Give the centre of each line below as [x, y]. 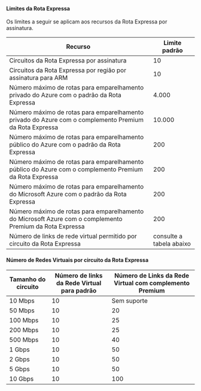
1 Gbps [19, 350]
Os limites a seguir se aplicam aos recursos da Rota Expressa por [87, 22]
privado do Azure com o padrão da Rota [65, 95]
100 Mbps [24, 320]
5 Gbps [19, 369]
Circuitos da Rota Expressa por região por [68, 70]
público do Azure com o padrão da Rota [65, 145]
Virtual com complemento [152, 283]
